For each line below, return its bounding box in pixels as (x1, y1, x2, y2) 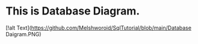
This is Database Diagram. (5, 4, 140, 18)
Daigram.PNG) (5, 30, 42, 37)
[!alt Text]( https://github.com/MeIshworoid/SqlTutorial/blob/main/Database (5, 24, 192, 31)
